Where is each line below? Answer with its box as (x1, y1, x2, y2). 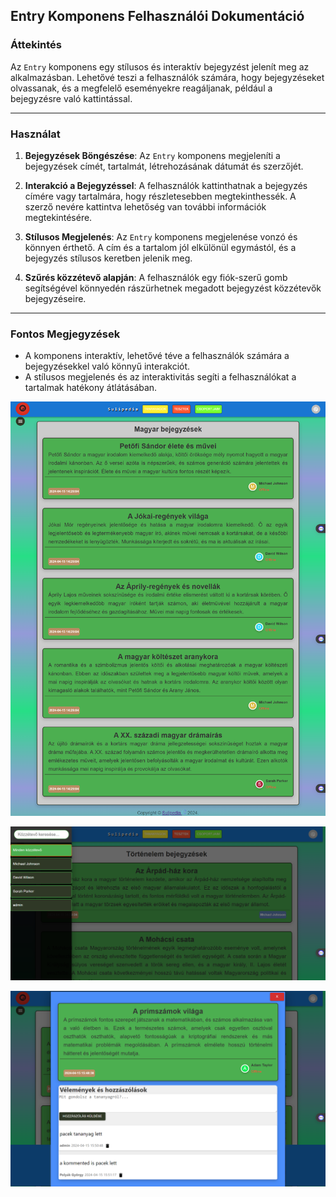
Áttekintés (10, 38, 63, 52)
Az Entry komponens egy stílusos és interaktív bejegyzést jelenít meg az (10, 60, 310, 73)
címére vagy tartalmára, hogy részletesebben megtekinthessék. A (24, 190, 297, 202)
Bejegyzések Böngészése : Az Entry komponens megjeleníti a (24, 149, 281, 161)
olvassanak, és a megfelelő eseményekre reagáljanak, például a (10, 82, 273, 94)
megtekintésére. (24, 211, 93, 223)
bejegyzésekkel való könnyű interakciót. (24, 360, 191, 373)
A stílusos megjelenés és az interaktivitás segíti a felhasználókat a (24, 371, 297, 383)
